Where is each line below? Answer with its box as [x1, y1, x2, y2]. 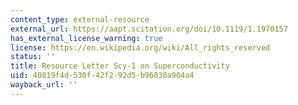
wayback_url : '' [10, 80, 78, 90]
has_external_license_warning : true [10, 33, 163, 43]
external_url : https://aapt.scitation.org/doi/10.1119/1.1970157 [10, 24, 288, 34]
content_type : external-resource [10, 14, 150, 25]
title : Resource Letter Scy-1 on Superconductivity [10, 61, 230, 71]
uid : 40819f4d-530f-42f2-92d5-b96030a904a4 [10, 71, 195, 81]
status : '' [10, 52, 56, 62]
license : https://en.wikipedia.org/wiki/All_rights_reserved [10, 42, 271, 53]
